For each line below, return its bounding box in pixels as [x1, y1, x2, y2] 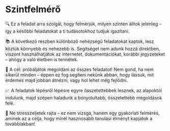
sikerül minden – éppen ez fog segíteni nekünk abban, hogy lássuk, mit [5, 71, 154, 77]
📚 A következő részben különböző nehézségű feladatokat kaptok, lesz [5, 38, 154, 44]
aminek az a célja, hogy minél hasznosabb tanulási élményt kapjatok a [5, 115, 153, 121]
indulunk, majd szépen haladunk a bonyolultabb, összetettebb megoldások [5, 94, 162, 100]
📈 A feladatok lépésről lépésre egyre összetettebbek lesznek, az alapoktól [5, 87, 162, 93]
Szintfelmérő [5, 4, 61, 15]
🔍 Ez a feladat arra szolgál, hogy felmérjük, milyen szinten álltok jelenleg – [5, 20, 162, 27]
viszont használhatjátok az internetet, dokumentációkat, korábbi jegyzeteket [5, 51, 165, 57]
